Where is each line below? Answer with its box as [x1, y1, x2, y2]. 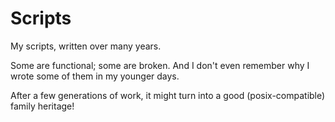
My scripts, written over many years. [10, 40, 162, 52]
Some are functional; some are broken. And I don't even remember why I [10, 59, 310, 71]
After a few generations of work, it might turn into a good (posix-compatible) [10, 89, 326, 101]
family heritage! [10, 100, 75, 112]
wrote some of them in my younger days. [10, 70, 180, 82]
